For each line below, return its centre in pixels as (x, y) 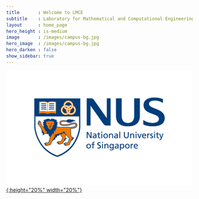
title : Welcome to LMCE (45, 12)
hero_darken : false (32, 50)
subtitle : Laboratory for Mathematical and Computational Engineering (100, 19)
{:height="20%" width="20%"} (44, 190)
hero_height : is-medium (37, 31)
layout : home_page (37, 25)
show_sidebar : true (30, 56)
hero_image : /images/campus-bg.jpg (53, 44)
